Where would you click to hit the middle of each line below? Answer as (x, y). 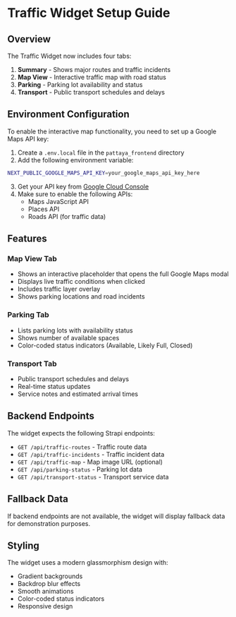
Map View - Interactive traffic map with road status (92, 77)
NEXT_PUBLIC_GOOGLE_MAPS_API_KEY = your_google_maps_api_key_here (104, 173)
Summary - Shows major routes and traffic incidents (94, 70)
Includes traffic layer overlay (59, 289)
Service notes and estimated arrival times (78, 394)
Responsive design (45, 606)
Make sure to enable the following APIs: (75, 194)
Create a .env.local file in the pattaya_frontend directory (101, 152)
